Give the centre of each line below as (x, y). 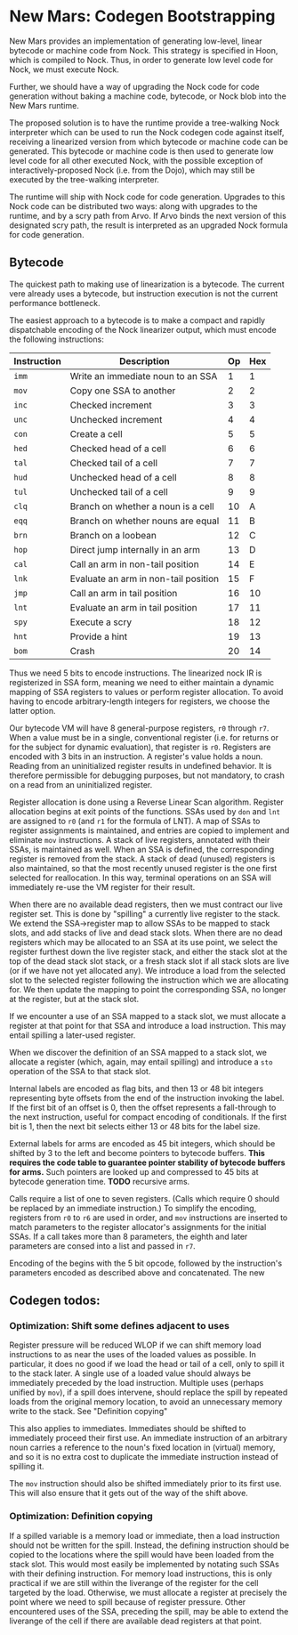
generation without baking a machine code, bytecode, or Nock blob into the (148, 96)
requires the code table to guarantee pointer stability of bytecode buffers (148, 1162)
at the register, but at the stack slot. (74, 999)
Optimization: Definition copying (81, 1517)
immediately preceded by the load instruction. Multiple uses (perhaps (137, 1383)
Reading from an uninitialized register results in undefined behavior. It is (141, 765)
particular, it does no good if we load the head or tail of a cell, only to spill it (147, 1364)
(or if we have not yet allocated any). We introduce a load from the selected (148, 970)
